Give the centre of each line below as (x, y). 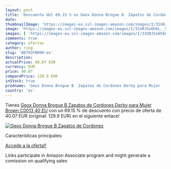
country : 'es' (20, 90)
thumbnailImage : (22, 24)
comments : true (21, 39)
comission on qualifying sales (36, 160)
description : (19, 57)
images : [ (16, 34)
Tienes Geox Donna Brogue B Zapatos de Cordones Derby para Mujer (78, 105)
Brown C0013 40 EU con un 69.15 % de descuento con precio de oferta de (83, 110)
